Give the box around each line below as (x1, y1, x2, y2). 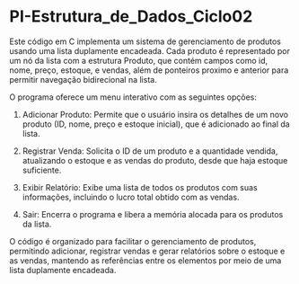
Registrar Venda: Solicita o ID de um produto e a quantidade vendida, (22, 146, 278, 156)
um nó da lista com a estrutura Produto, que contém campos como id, (9, 55, 268, 66)
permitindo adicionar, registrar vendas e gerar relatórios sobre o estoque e (9, 245, 286, 256)
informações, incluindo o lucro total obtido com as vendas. (22, 191, 240, 202)
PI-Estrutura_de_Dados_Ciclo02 (9, 6, 253, 27)
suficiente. (22, 164, 62, 175)
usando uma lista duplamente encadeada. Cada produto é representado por (9, 45, 290, 56)
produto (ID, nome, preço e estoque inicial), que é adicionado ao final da (22, 119, 290, 129)
